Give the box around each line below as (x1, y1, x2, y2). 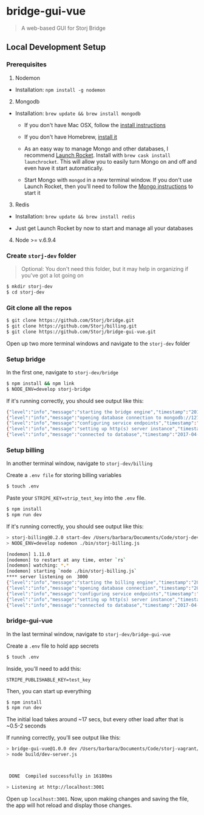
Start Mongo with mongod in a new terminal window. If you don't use (24, 176, 192, 183)
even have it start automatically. (24, 164, 104, 172)
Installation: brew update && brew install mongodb (15, 110, 141, 117)
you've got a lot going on (21, 271, 84, 279)
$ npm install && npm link (6, 380, 75, 387)
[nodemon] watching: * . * (6, 562, 69, 568)
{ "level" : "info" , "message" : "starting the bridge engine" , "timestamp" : (6, 409, 189, 415)
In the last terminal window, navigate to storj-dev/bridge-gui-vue (6, 630, 171, 637)
